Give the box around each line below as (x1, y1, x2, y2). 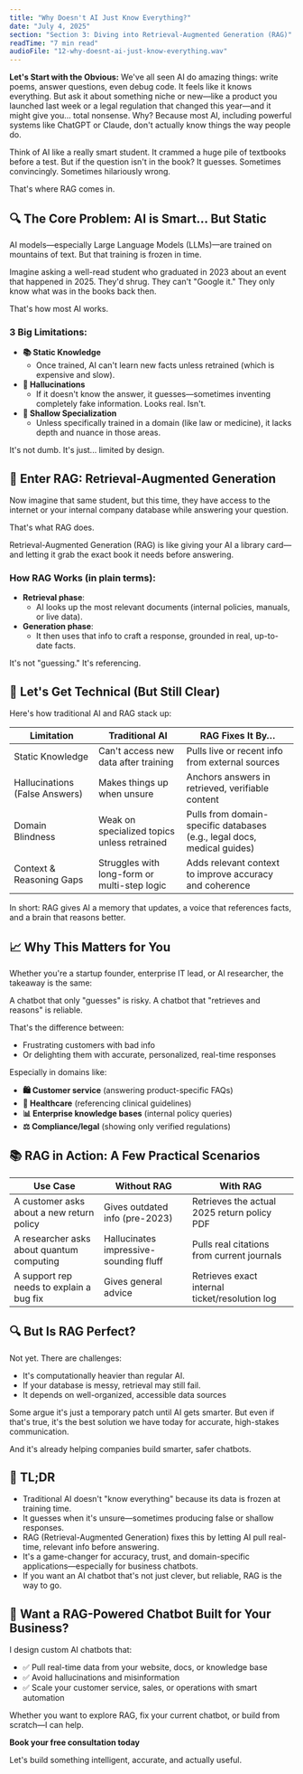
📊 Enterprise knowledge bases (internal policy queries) (22, 1108, 233, 1118)
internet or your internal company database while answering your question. (9, 505, 289, 515)
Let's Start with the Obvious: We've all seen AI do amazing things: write (9, 71, 279, 82)
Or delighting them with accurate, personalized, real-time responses (22, 1049, 277, 1060)
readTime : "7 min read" (9, 38, 99, 48)
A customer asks (14, 1194, 86, 1207)
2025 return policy (192, 1206, 272, 1219)
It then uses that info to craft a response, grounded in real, (35, 630, 252, 642)
